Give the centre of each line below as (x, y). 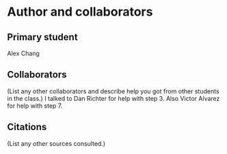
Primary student (42, 37)
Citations (27, 127)
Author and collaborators (80, 12)
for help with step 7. (35, 106)
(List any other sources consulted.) (56, 143)
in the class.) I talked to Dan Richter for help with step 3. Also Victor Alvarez (113, 98)
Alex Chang (23, 53)
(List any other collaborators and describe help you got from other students (113, 91)
